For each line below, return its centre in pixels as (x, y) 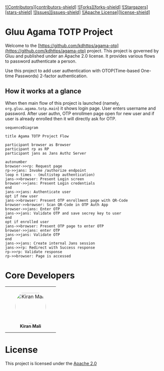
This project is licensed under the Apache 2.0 (51, 363)
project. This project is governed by (123, 50)
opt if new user (22, 196)
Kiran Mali (31, 326)
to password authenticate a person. (41, 61)
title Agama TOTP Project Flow (37, 136)
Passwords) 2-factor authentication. (51, 76)
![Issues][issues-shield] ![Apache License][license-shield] (92, 12)
